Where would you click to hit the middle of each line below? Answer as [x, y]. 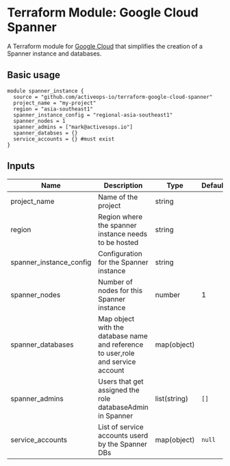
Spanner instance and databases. [54, 54]
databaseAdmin [123, 407]
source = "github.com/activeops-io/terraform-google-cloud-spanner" [113, 97]
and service [117, 362]
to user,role [116, 353]
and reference [121, 345]
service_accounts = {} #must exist [64, 139]
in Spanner [116, 415]
